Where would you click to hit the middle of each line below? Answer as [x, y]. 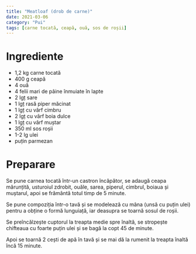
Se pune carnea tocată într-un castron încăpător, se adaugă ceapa [86, 181]
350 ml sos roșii [34, 128]
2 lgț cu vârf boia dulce [42, 116]
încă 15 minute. [24, 246]
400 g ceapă [30, 79]
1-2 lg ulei [26, 135]
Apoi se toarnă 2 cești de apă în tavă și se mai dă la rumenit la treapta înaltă [97, 239]
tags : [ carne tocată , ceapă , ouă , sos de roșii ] [66, 28]
